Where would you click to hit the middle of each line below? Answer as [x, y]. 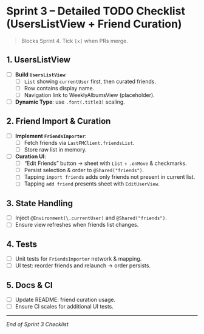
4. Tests [22, 244]
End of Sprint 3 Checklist [37, 324]
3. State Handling [40, 203]
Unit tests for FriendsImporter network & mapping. [78, 259]
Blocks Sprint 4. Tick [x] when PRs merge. [75, 41]
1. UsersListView [39, 60]
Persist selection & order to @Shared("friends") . [84, 170]
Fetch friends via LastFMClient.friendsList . [79, 142]
